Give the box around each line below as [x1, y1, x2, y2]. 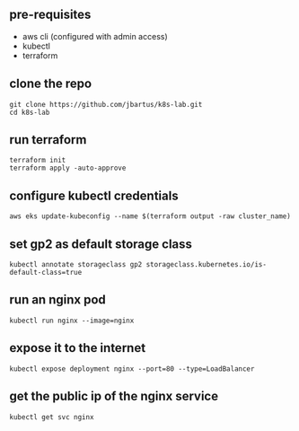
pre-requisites [9, 7, 92, 22]
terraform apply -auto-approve [9, 163, 127, 173]
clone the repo [9, 76, 92, 92]
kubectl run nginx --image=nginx [9, 316, 135, 325]
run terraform [9, 132, 87, 147]
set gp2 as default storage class [9, 236, 193, 251]
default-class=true [9, 268, 83, 277]
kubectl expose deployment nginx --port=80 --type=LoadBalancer [9, 364, 255, 374]
